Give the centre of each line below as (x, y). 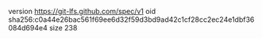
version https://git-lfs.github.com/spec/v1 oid (82, 11)
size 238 (63, 28)
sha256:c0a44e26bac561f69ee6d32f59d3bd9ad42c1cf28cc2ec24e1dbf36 (131, 19)
